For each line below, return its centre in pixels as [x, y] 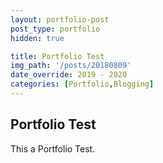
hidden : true [37, 38]
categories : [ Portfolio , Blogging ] [82, 84]
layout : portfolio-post [60, 19]
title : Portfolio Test [57, 56]
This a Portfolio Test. [53, 148]
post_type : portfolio [55, 29]
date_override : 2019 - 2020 [69, 75]
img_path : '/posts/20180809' [71, 66]
